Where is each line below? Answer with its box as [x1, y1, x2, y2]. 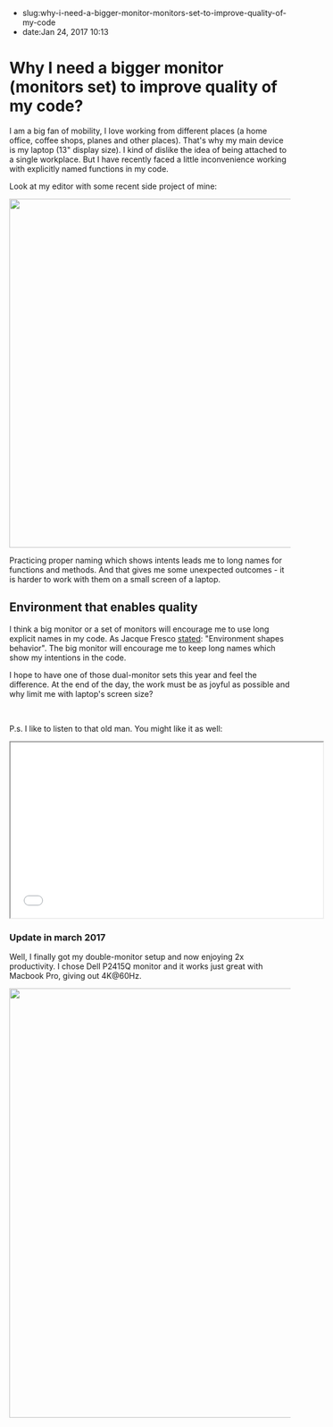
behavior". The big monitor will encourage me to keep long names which [9, 642, 276, 653]
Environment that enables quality [9, 599, 198, 616]
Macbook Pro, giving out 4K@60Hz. [9, 971, 142, 981]
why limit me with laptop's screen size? [9, 688, 154, 699]
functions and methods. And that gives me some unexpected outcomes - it [9, 564, 285, 575]
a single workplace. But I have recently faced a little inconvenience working [9, 154, 287, 165]
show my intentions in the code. [9, 652, 127, 663]
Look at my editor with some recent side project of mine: [9, 181, 217, 191]
